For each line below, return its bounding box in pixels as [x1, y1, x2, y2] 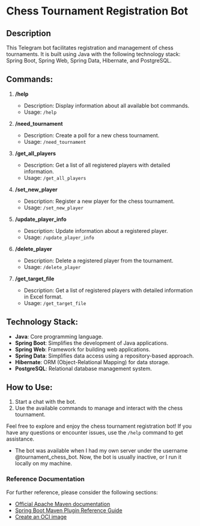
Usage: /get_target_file [23, 299, 86, 306]
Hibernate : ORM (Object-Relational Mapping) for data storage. [14, 358, 170, 365]
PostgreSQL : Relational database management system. [14, 365, 152, 372]
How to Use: [6, 382, 53, 392]
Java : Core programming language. [14, 333, 103, 340]
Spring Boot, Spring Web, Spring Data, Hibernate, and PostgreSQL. [6, 57, 172, 64]
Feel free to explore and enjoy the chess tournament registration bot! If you [6, 422, 192, 430]
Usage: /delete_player [23, 263, 81, 270]
